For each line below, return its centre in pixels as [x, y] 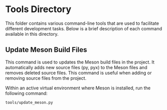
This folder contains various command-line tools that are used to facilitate [82, 23]
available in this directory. [32, 34]
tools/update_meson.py [29, 102]
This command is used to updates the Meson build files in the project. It [80, 62]
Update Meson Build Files [46, 50]
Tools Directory [38, 9]
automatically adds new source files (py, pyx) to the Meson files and [76, 67]
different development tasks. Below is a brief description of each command [84, 28]
